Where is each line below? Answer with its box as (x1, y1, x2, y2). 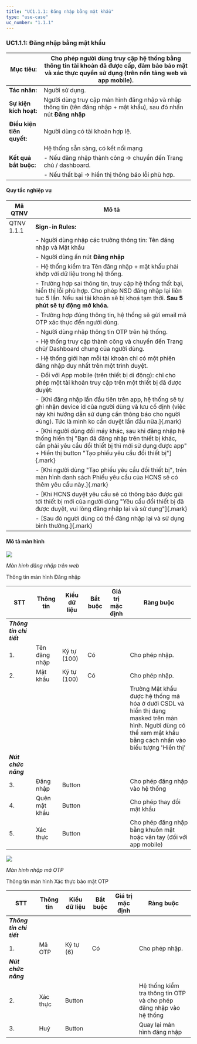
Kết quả (9, 153, 31, 162)
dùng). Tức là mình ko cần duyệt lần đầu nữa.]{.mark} (35, 417, 182, 425)
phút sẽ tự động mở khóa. (35, 301, 109, 309)
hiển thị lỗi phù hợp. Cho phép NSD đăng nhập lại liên (35, 286, 182, 294)
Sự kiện (9, 99, 31, 108)
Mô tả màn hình (6, 538, 45, 545)
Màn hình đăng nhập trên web (6, 562, 80, 569)
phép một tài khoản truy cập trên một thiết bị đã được (35, 378, 182, 387)
